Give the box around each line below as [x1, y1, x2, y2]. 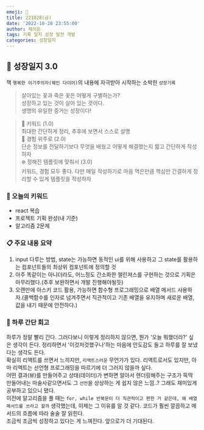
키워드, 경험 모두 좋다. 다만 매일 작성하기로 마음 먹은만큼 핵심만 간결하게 [21, 167, 192, 174]
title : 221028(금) [6, 15, 52, 21]
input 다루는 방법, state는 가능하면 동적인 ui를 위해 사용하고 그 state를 [15, 256, 182, 263]
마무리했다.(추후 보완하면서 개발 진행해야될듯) [15, 279, 124, 286]
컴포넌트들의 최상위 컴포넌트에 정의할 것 [21, 263, 117, 271]
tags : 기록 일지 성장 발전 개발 [6, 32, 76, 38]
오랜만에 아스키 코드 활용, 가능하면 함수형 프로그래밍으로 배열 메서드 [15, 286, 177, 293]
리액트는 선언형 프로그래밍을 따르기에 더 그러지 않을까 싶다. [12, 364, 153, 371]
